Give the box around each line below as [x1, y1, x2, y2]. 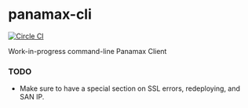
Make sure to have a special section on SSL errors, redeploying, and [19, 84, 241, 93]
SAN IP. [19, 92, 45, 102]
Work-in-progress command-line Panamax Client [8, 46, 167, 56]
